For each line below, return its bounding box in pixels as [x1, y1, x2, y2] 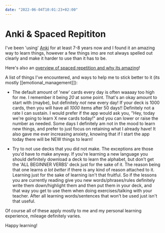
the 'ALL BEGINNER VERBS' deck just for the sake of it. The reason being [12, 161, 161, 167]
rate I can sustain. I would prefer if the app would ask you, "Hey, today [12, 110, 155, 116]
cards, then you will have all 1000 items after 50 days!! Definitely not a [12, 104, 155, 111]
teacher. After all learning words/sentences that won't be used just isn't [12, 193, 158, 199]
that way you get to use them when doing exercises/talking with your [12, 188, 153, 194]
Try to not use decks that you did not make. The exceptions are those [12, 146, 154, 152]
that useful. [12, 198, 35, 204]
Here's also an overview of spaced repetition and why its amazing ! [5, 65, 140, 70]
